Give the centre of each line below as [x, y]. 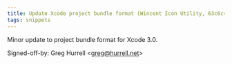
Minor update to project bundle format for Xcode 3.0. [83, 39]
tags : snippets [29, 20]
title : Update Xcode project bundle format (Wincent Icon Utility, [106, 13]
